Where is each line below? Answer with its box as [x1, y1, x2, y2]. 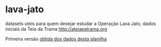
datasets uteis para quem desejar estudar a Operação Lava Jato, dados [5, 20, 156, 27]
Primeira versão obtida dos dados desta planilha [5, 36, 107, 42]
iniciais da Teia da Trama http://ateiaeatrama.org [5, 26, 107, 32]
